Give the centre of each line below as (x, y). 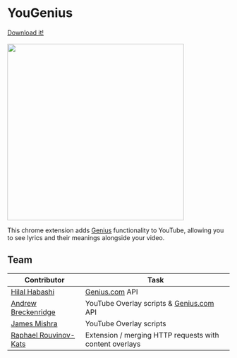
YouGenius (40, 13)
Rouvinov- (57, 335)
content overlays (113, 344)
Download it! (26, 32)
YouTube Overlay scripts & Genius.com (150, 303)
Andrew (24, 303)
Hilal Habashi (33, 292)
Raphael (24, 335)
